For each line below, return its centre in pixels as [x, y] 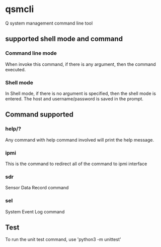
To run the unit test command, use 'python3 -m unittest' [63, 239]
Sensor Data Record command [37, 188]
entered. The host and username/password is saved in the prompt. [74, 98]
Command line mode [31, 53]
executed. [16, 69]
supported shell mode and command [64, 39]
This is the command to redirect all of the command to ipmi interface [76, 164]
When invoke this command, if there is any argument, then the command [80, 64]
